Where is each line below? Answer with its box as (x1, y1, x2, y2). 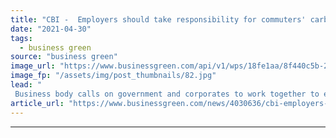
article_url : (10, 98, 65, 108)
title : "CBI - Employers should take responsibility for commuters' (10, 14, 307, 25)
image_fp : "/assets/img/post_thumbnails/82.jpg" (10, 71, 217, 81)
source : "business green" (10, 52, 118, 62)
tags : (10, 33, 33, 43)
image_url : (10, 61, 56, 71)
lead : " (10, 80, 43, 90)
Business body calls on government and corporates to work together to (14, 89, 320, 99)
